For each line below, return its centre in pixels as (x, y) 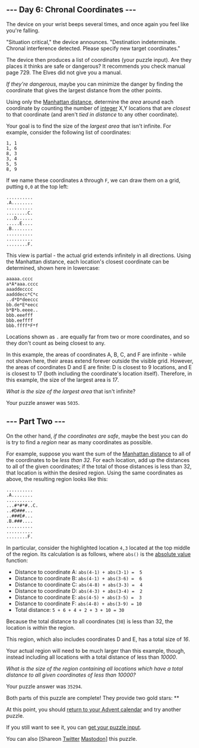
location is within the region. (41, 627)
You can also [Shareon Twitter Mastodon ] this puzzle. (72, 738)
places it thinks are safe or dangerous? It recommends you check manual (96, 66)
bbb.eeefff (20, 315)
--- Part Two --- (36, 422)
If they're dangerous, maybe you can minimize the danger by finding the (94, 84)
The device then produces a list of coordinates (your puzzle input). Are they (99, 59)
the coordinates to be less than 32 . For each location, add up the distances (98, 460)
